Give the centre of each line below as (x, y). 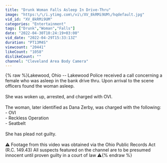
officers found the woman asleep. (40, 86)
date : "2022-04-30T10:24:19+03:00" (42, 33)
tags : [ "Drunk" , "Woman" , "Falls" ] (40, 29)
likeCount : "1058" (24, 52)
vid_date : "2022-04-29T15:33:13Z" (41, 38)
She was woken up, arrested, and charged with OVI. (59, 97)
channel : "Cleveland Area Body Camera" (47, 61)
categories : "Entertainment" (36, 24)
